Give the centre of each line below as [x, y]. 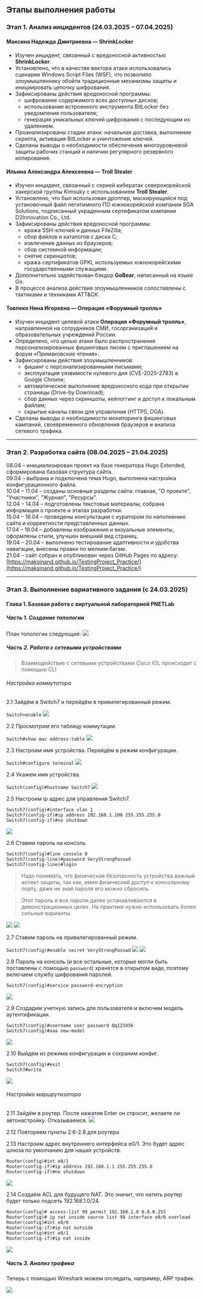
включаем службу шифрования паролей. [60, 974]
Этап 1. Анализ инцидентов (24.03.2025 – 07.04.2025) [90, 27]
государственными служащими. [66, 269]
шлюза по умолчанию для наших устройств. [64, 1150]
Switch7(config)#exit [34, 1064]
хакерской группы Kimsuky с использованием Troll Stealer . [92, 191]
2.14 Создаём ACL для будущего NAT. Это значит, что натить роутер [94, 1194]
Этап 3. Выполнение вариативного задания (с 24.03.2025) [97, 590]
